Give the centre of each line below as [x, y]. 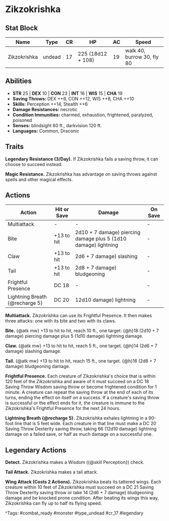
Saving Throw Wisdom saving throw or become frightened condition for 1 [81, 387]
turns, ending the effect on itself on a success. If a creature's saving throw [82, 398]
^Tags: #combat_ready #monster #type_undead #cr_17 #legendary [74, 513]
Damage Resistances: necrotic [45, 109]
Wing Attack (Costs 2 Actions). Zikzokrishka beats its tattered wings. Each [83, 482]
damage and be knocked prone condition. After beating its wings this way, [82, 498]
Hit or [62, 210]
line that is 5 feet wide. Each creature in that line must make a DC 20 [86, 424]
